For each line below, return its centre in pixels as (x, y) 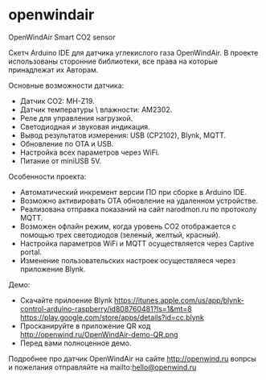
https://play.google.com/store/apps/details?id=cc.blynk (112, 317)
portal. (31, 252)
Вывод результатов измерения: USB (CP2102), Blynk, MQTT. (123, 135)
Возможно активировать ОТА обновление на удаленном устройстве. (139, 200)
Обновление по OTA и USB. (67, 143)
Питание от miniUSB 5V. (61, 161)
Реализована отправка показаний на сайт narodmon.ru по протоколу (138, 209)
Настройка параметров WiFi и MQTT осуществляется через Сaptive (137, 243)
